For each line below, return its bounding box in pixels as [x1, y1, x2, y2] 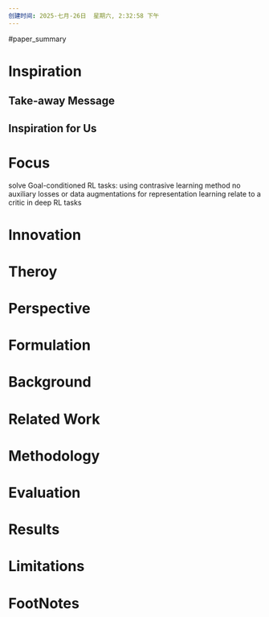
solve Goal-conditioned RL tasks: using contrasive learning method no [8, 180, 241, 190]
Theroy [8, 263, 58, 280]
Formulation [8, 336, 91, 354]
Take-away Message [8, 94, 115, 108]
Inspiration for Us [8, 122, 97, 135]
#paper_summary [8, 34, 67, 43]
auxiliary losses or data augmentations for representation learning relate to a [8, 188, 261, 198]
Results [8, 520, 60, 539]
